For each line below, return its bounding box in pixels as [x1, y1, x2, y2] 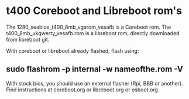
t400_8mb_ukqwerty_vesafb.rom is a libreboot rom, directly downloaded [6, 29, 180, 36]
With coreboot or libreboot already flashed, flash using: [6, 47, 139, 54]
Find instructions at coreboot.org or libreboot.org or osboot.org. [6, 86, 160, 93]
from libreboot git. [6, 36, 50, 43]
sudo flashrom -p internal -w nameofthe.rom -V [6, 64, 183, 74]
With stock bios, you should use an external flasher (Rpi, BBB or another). [6, 80, 183, 87]
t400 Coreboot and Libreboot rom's [6, 4, 183, 18]
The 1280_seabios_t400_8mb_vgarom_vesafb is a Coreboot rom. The [6, 23, 171, 30]
